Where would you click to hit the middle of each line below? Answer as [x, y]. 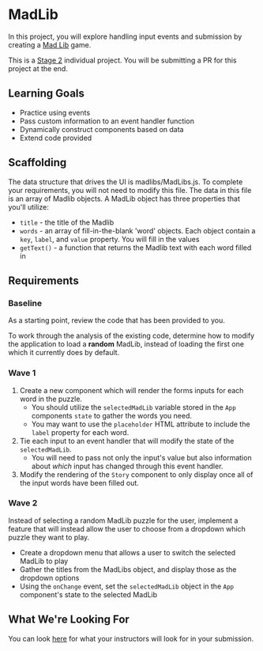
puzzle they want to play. [49, 537]
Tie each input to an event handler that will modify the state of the [127, 441]
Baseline [25, 303]
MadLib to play [44, 561]
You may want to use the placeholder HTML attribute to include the [141, 424]
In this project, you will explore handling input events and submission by [125, 36]
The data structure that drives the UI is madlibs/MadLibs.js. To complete [126, 182]
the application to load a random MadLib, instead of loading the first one [126, 344]
